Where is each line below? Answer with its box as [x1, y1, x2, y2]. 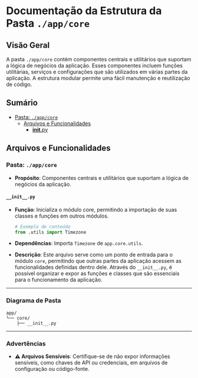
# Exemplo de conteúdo [14, 223, 71, 229]
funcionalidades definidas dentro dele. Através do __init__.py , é [14, 264, 173, 271]
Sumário [6, 98, 38, 108]
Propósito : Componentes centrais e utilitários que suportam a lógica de [14, 174, 189, 181]
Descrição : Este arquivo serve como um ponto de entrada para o [14, 251, 173, 258]
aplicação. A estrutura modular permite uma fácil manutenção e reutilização [6, 75, 190, 81]
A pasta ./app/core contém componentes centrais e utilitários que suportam [6, 56, 192, 63]
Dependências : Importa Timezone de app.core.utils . [14, 240, 143, 247]
